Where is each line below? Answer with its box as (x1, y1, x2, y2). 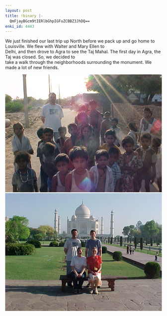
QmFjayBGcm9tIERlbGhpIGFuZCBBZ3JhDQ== (9, 18, 90, 23)
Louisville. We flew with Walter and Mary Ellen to (5, 43, 105, 49)
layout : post (5, 8, 32, 13)
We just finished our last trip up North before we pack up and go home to (5, 38, 155, 44)
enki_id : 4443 (5, 24, 35, 29)
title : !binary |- (5, 13, 43, 18)
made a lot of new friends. (5, 65, 59, 71)
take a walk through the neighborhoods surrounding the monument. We (5, 59, 152, 65)
